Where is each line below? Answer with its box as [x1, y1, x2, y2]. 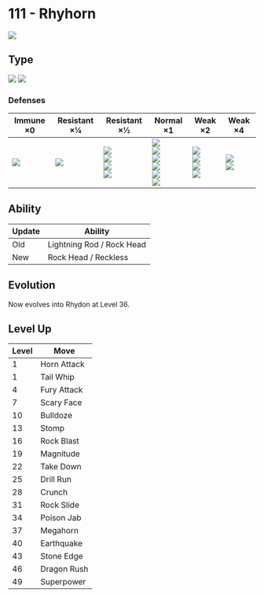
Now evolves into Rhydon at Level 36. [8, 299, 130, 309]
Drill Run [40, 474, 72, 485]
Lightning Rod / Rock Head [47, 239, 147, 250]
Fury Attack [40, 384, 83, 395]
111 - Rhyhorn [8, 5, 97, 23]
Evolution [8, 279, 56, 292]
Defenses [8, 95, 46, 106]
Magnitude [40, 448, 80, 459]
